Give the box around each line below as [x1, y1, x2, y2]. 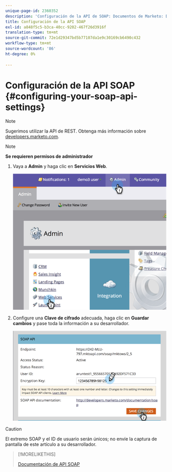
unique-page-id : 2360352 [5, 8, 58, 13]
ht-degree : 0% [5, 51, 36, 56]
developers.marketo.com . [5, 134, 60, 140]
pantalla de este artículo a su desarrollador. [5, 441, 97, 447]
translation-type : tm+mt [5, 30, 58, 35]
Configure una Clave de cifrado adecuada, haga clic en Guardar [12, 315, 149, 321]
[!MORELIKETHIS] [17, 451, 56, 457]
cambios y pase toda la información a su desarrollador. [12, 320, 130, 327]
